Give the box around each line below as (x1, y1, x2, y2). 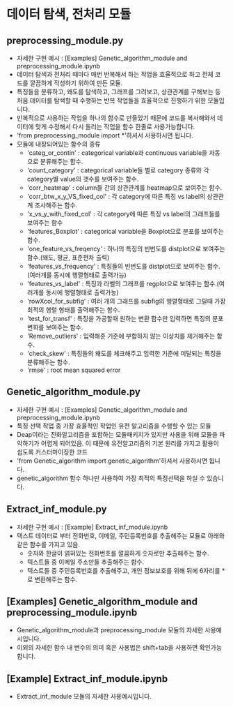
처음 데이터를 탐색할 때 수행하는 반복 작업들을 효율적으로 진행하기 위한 (16, 96, 207, 105)
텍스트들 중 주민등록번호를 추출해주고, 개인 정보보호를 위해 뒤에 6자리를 (26, 566, 220, 574)
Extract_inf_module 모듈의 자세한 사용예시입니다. (16, 692, 152, 701)
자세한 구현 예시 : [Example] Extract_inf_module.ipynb (16, 523, 168, 531)
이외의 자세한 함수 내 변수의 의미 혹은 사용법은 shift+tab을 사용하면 (16, 643, 198, 652)
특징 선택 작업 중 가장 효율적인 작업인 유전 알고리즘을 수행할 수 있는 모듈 (16, 422, 211, 430)
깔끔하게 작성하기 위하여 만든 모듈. (29, 79, 123, 87)
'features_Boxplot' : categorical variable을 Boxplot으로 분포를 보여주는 (26, 228, 224, 235)
